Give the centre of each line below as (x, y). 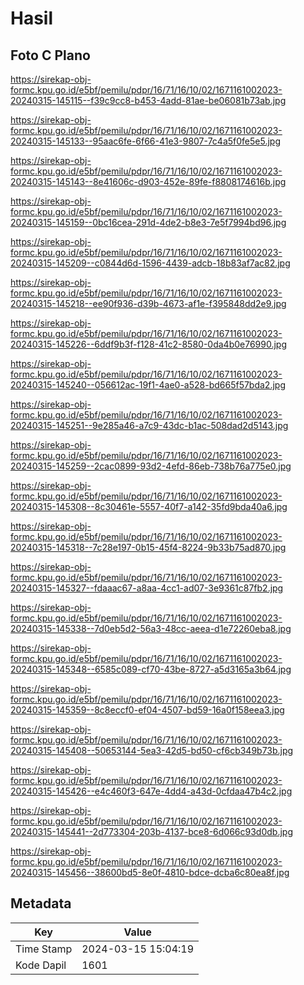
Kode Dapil (41, 965)
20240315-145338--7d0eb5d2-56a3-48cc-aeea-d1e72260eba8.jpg (151, 628)
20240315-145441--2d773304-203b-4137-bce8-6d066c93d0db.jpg (151, 831)
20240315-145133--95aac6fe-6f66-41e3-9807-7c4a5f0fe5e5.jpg (146, 141)
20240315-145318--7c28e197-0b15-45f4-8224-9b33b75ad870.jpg (148, 547)
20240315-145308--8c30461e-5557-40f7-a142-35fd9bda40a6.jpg (149, 506)
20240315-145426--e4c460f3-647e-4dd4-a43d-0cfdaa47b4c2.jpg (151, 791)
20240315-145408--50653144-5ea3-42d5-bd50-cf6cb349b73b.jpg (152, 750)
